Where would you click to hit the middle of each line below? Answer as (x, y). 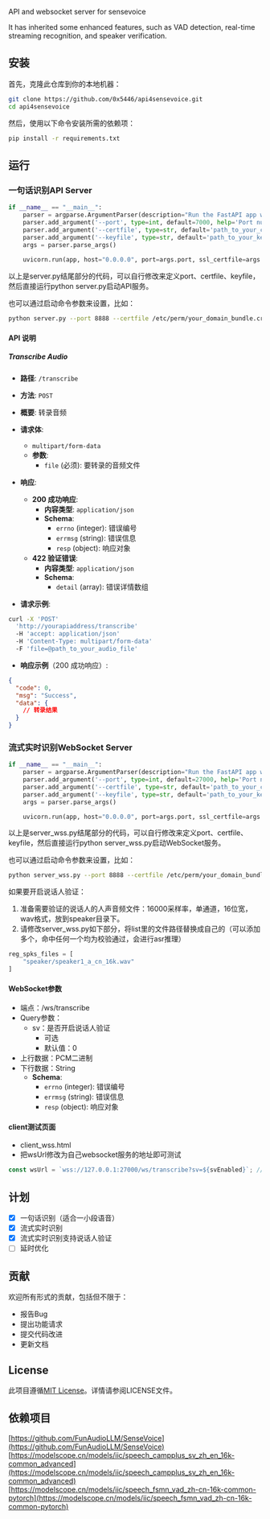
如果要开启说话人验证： (47, 891)
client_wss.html (45, 1145)
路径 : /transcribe (49, 378)
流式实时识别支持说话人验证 (66, 1238)
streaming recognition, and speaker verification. (88, 36)
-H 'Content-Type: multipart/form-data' (84, 642)
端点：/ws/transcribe (55, 1008)
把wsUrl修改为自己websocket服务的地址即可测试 (100, 1155)
